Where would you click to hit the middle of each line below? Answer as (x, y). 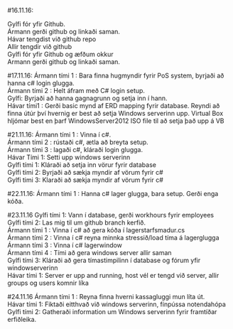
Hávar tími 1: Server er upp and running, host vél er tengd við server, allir (113, 275)
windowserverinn (33, 268)
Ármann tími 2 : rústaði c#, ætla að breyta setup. (78, 142)
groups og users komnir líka (48, 283)
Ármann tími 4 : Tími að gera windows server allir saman (90, 253)
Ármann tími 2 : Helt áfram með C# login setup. (76, 91)
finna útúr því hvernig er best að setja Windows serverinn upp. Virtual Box (115, 113)
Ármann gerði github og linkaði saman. (64, 32)
